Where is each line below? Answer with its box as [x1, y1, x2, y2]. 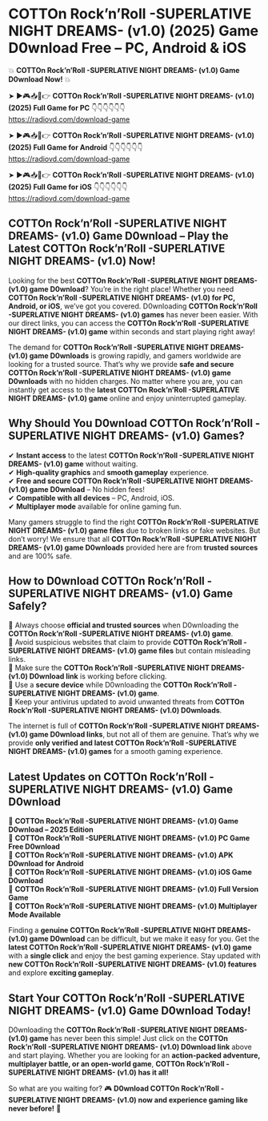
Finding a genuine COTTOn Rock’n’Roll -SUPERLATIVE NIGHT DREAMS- [8, 925, 251, 935]
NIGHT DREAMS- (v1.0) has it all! [57, 1067, 170, 1077]
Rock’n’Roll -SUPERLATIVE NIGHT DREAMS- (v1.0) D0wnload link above [8, 1042, 252, 1051]
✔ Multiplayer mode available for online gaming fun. [8, 502, 182, 511]
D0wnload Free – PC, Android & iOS [8, 39, 246, 57]
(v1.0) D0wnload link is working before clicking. [8, 671, 167, 681]
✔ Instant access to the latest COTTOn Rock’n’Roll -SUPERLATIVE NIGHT [8, 450, 254, 460]
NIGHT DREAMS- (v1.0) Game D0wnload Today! [8, 1003, 251, 1018]
